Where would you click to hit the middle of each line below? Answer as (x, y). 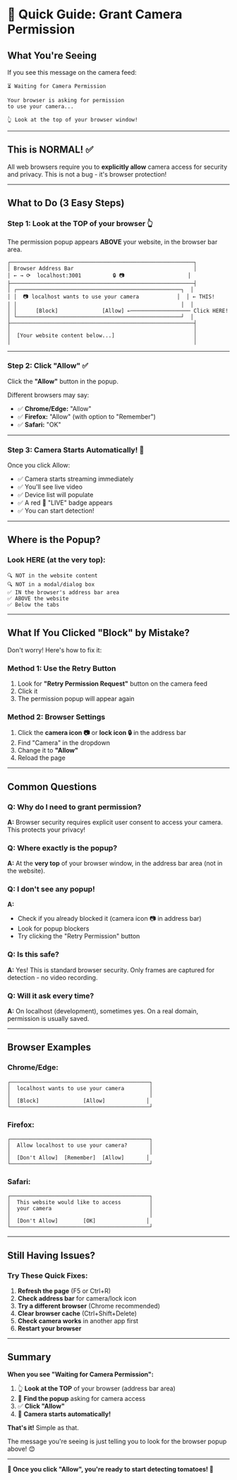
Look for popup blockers (53, 929)
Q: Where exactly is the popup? (62, 848)
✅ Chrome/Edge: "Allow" (54, 408)
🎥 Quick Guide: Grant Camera (95, 14)
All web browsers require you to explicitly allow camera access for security (117, 167)
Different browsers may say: (48, 395)
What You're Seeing (52, 55)
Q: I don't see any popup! (51, 889)
